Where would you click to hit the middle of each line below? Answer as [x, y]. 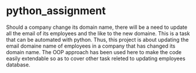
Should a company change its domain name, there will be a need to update [97, 27]
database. [18, 64]
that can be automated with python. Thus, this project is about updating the [97, 39]
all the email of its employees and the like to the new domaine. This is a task [98, 33]
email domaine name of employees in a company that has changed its [91, 46]
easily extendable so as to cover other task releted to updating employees [96, 58]
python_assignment [56, 11]
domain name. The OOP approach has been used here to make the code [94, 52]
